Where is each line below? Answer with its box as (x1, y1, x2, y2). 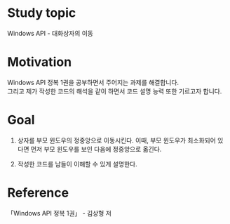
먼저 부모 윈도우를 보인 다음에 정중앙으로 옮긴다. (30, 145, 162, 153)
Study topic (7, 5, 76, 21)
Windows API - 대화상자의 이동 (7, 29, 93, 37)
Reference (7, 185, 69, 201)
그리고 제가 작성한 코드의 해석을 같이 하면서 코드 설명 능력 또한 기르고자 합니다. (7, 86, 222, 95)
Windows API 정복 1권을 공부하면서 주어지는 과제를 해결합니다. (7, 78, 180, 86)
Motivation (7, 54, 72, 70)
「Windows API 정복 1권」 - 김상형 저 (7, 209, 112, 217)
